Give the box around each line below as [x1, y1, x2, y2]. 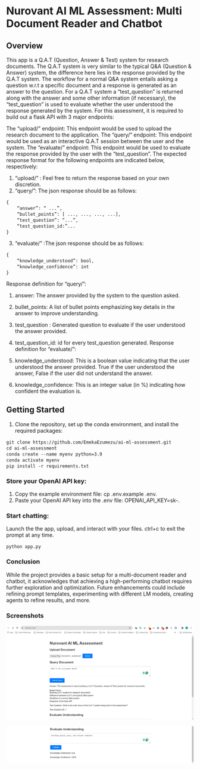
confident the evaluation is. [14, 387, 82, 395]
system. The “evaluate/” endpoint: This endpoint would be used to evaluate [6, 144, 190, 151]
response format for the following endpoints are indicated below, [6, 157, 165, 163]
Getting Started [6, 405, 65, 415]
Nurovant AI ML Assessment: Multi [6, 4, 183, 18]
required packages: [14, 427, 63, 434]
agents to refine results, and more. [6, 596, 91, 603]
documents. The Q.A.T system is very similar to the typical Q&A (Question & [6, 63, 192, 70]
